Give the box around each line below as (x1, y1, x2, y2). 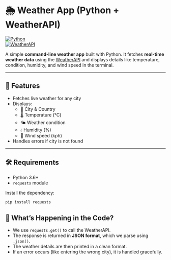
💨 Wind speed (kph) (20, 132, 63, 138)
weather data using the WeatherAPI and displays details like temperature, (5, 56, 160, 62)
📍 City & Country (20, 106, 56, 112)
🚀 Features (5, 82, 40, 90)
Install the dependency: (5, 190, 54, 196)
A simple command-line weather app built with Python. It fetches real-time (5, 51, 164, 57)
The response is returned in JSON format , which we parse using (12, 232, 149, 239)
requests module (12, 180, 48, 186)
